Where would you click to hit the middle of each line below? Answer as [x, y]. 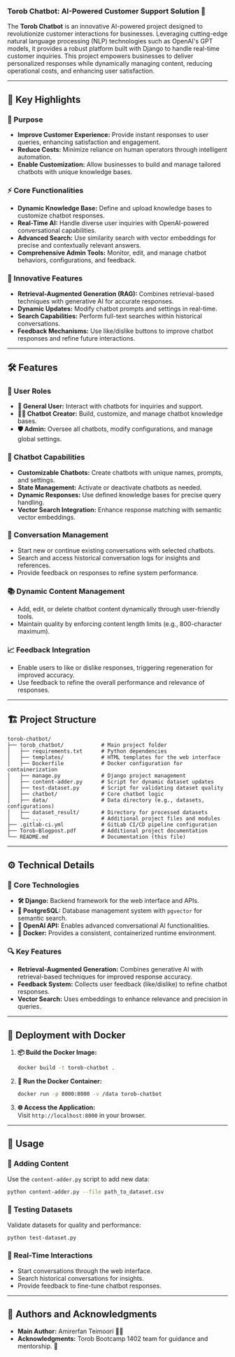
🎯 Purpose [25, 120]
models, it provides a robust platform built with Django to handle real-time [114, 49]
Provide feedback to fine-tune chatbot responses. [90, 1286]
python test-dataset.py [42, 1237]
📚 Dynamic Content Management [66, 591]
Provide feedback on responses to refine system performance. [108, 572]
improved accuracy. [46, 675]
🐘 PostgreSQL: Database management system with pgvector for [110, 910]
